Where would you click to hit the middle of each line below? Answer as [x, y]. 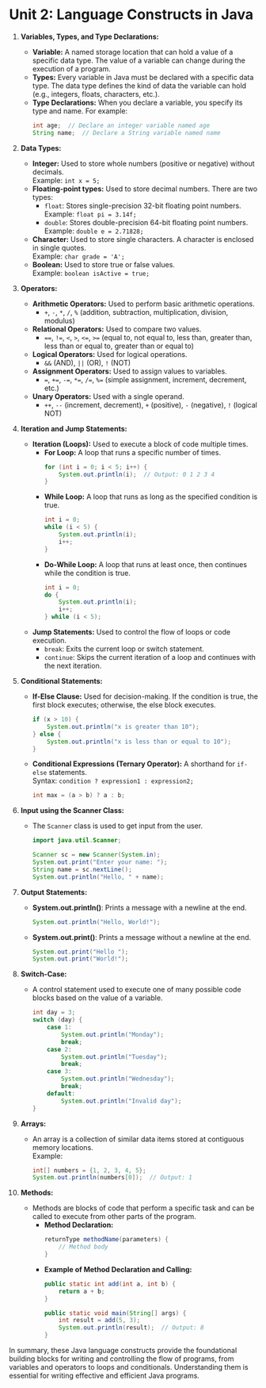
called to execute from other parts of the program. [114, 1217]
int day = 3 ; [54, 1013]
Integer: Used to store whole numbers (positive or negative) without [144, 163]
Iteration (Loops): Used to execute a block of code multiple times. [140, 444]
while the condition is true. [87, 573]
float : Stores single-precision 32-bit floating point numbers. [142, 205]
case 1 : [59, 1028]
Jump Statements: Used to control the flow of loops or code [131, 632]
